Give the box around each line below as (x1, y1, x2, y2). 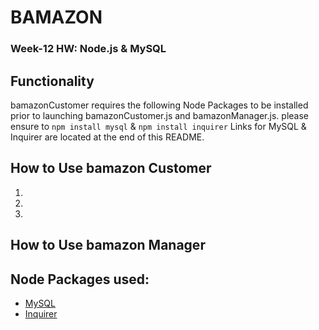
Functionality (10, 72, 95, 90)
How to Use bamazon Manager (10, 237, 206, 254)
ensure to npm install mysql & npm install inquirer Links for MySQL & (10, 120, 307, 132)
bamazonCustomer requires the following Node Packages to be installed (10, 99, 309, 111)
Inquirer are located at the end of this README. (10, 131, 205, 143)
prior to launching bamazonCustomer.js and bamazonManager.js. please (10, 109, 309, 121)
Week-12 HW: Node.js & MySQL (10, 42, 167, 56)
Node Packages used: (10, 271, 150, 288)
